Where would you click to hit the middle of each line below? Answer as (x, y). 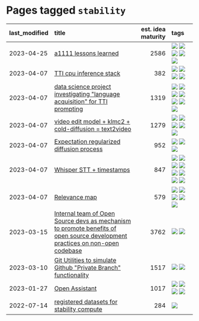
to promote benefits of (85, 228)
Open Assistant (76, 288)
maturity (153, 36)
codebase (68, 250)
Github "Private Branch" (88, 268)
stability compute (78, 309)
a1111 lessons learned (86, 53)
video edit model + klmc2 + (92, 121)
